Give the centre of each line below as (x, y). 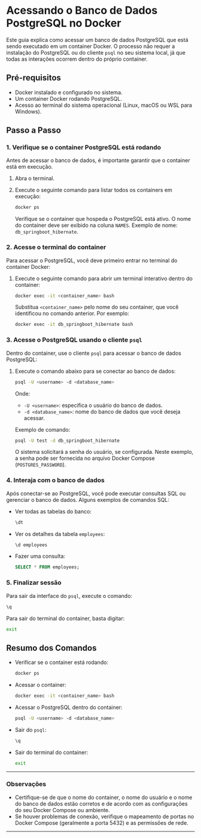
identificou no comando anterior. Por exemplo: (72, 313)
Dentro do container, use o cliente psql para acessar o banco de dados (94, 353)
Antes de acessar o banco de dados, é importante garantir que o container (98, 160)
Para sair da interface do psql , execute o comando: (69, 595)
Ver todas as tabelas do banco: (53, 511)
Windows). (28, 111)
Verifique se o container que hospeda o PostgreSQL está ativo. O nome (103, 219)
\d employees (31, 545)
